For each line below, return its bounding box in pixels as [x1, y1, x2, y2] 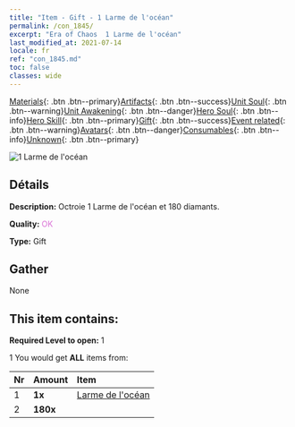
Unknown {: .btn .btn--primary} [26, 133, 139, 144]
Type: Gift [9, 235, 46, 246]
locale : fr [9, 47, 50, 56]
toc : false [9, 64, 50, 73]
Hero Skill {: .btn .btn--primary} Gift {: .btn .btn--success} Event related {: [26, 115, 286, 125]
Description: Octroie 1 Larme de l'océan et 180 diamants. [9, 201, 220, 211]
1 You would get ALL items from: [9, 353, 129, 363]
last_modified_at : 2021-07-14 [9, 38, 122, 47]
